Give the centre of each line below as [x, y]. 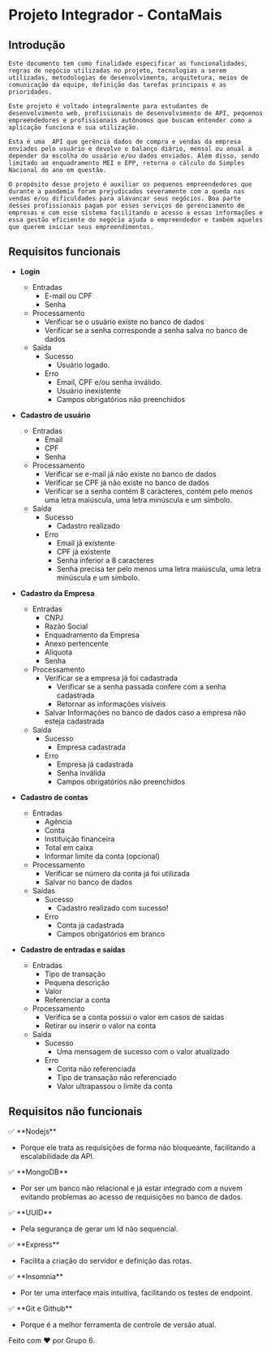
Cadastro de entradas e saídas [73, 949]
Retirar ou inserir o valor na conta [100, 1026]
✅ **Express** [34, 1244]
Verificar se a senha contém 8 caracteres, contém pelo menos [148, 491]
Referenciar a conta [77, 1000]
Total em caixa [69, 847]
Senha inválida [81, 772]
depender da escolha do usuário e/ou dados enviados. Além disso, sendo [134, 156]
